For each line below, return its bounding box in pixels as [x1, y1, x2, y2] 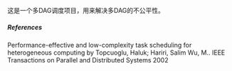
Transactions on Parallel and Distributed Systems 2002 [7, 55, 169, 64]
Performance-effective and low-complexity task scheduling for [7, 40, 192, 49]
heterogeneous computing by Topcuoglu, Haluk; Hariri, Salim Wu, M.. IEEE [7, 48, 226, 57]
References [7, 23, 43, 31]
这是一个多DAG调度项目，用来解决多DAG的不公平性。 [7, 6, 165, 14]
